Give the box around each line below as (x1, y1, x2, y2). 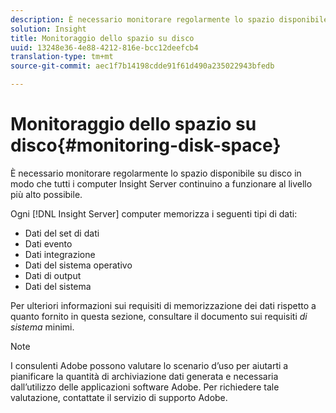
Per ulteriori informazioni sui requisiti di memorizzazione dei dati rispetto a (10, 299, 317, 311)
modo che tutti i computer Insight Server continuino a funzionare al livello (10, 177, 313, 190)
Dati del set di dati (24, 227, 100, 239)
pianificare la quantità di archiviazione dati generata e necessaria (10, 370, 279, 382)
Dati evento (24, 237, 73, 250)
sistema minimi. (10, 321, 75, 333)
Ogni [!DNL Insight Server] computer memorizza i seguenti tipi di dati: (10, 207, 298, 220)
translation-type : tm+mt (10, 52, 114, 62)
